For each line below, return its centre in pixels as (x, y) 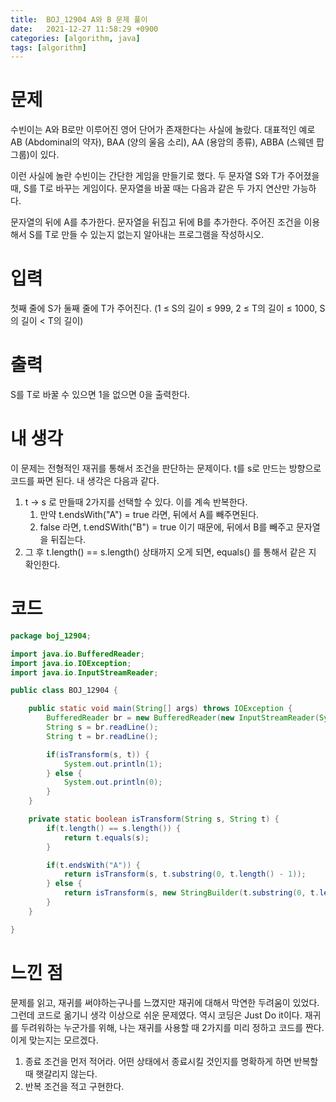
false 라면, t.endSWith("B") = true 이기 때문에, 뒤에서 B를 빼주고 (166, 527)
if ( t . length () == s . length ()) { (114, 828)
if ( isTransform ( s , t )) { (98, 754)
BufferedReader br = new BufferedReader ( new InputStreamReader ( (183, 718)
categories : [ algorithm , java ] (75, 38)
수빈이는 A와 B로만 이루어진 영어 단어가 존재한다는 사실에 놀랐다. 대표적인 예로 (163, 130)
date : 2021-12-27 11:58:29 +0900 (84, 29)
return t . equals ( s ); (106, 837)
